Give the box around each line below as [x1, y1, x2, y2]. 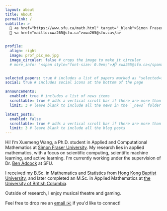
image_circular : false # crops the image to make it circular [9, 58, 141, 63]
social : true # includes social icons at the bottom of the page [5, 80, 143, 85]
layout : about [5, 7, 35, 12]
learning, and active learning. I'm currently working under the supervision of [5, 155, 161, 161]
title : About [5, 12, 32, 17]
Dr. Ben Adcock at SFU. [5, 160, 53, 166]
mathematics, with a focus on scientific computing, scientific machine [5, 150, 148, 156]
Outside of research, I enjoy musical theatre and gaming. [5, 190, 121, 196]
